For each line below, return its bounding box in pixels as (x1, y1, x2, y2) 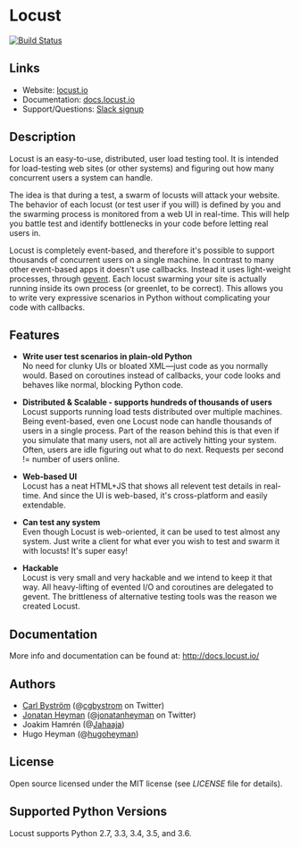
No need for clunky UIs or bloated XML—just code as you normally (21, 361, 269, 372)
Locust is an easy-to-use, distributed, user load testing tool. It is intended (9, 153, 279, 164)
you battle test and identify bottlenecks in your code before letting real (9, 218, 269, 229)
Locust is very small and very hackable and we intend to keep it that (21, 573, 272, 583)
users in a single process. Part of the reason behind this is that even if (21, 425, 279, 436)
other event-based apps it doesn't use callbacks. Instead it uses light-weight (9, 264, 292, 274)
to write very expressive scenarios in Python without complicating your (9, 292, 271, 303)
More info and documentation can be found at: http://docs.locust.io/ (9, 650, 260, 661)
